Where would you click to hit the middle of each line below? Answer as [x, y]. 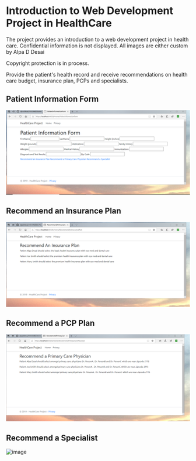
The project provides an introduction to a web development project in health [97, 39]
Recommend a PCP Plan [50, 323]
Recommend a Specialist [52, 438]
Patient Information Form [52, 99]
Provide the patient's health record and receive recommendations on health [97, 74]
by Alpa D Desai [25, 51]
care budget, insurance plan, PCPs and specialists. [67, 81]
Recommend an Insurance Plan [64, 211]
